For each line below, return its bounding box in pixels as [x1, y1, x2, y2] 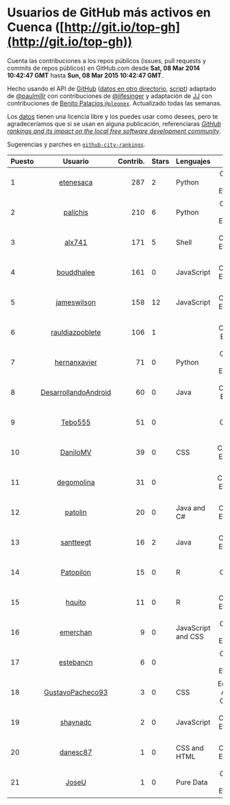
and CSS [175, 632, 204, 641]
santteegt [60, 537, 91, 546]
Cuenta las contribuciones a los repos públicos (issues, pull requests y [7, 56, 207, 64]
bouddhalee [56, 267, 96, 277]
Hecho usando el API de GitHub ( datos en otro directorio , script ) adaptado [7, 84, 217, 93]
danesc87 [59, 747, 92, 757]
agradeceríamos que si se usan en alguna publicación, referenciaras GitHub [7, 119, 221, 128]
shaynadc [60, 717, 92, 727]
